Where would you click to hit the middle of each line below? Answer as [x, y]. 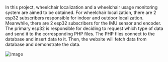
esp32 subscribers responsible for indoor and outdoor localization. [74, 18]
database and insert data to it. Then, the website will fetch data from [76, 39]
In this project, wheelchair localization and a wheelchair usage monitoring [81, 7]
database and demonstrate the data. [43, 44]
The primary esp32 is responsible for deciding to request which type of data [84, 28]
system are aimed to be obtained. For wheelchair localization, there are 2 [81, 12]
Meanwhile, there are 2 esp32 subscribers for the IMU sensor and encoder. [83, 23]
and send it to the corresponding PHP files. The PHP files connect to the [80, 34]
